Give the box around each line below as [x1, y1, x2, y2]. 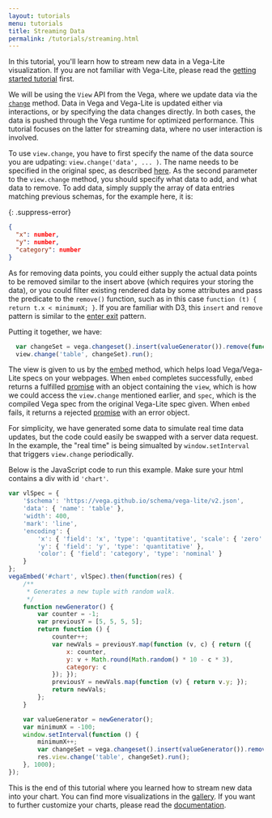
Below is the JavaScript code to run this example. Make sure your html [8, 465, 244, 475]
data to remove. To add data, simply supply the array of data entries [8, 183, 235, 193]
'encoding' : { [23, 527, 70, 536]
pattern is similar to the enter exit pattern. [8, 311, 147, 321]
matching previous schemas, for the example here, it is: [8, 192, 193, 201]
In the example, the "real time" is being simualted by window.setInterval [8, 441, 249, 450]
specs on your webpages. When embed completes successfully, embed [22, 373, 253, 383]
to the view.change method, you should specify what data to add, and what [8, 174, 257, 184]
